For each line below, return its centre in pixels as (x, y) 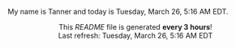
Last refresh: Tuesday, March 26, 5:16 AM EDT (135, 36)
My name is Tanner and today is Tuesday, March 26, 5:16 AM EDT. (118, 12)
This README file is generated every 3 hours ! (135, 27)
